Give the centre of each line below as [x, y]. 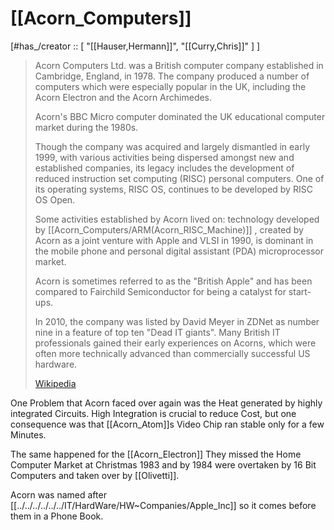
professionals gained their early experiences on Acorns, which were [175, 343]
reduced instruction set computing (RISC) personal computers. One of [179, 178]
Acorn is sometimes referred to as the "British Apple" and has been [173, 281]
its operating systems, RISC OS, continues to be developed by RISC [173, 189]
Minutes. [28, 434]
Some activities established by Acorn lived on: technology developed [177, 219]
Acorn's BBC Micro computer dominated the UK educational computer [180, 116]
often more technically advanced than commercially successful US [172, 353]
